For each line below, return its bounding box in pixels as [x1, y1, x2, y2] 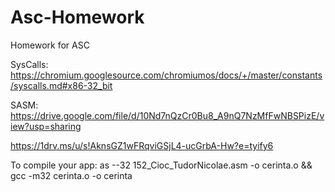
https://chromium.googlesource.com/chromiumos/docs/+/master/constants [10, 69, 323, 81]
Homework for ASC [10, 39, 90, 51]
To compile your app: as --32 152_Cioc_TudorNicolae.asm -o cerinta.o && [10, 159, 313, 171]
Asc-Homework [10, 6, 145, 29]
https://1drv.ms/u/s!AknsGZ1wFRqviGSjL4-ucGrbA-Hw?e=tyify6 [10, 139, 274, 151]
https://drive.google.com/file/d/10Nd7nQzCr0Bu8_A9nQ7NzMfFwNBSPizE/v [10, 109, 325, 121]
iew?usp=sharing [10, 120, 82, 132]
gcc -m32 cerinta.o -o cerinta [10, 169, 133, 181]
